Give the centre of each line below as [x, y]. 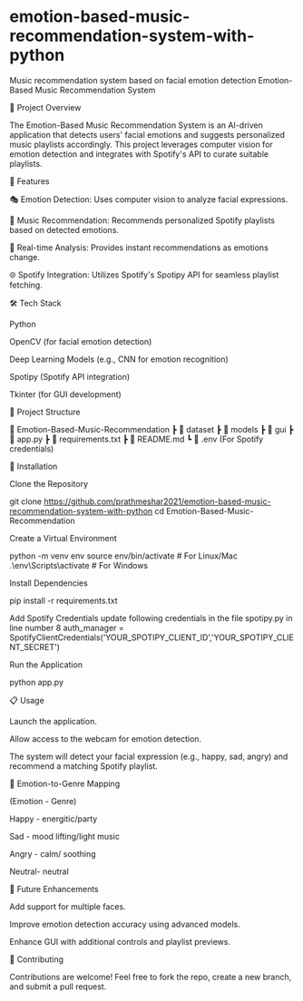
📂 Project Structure [45, 412]
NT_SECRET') [35, 646]
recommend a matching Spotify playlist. [84, 766]
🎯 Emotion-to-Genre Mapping [65, 783]
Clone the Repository [49, 483]
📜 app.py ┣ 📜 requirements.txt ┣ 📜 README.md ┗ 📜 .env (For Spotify [137, 439]
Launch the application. [53, 721]
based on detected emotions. [64, 229]
